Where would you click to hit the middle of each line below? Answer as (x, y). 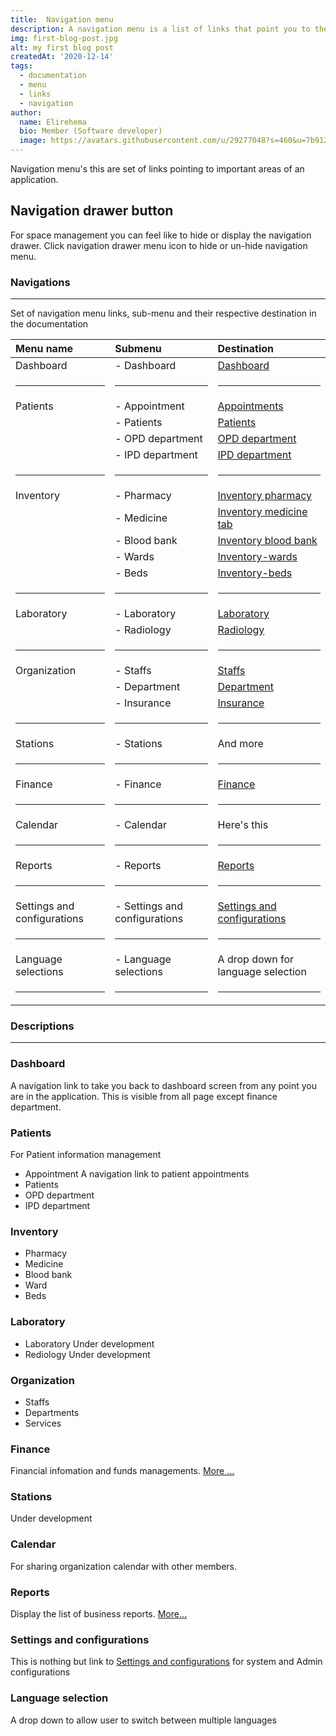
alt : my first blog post (62, 47)
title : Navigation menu (62, 19)
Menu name (44, 349)
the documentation (49, 324)
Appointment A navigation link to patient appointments (137, 1174)
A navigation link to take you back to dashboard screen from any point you (163, 1085)
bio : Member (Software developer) (91, 131)
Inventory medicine (262, 512)
